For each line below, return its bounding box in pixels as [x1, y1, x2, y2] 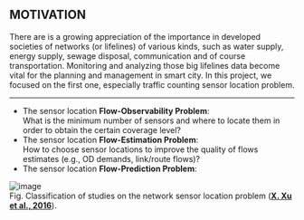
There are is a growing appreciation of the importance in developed [9, 31, 261, 42]
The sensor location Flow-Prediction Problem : [22, 163, 197, 174]
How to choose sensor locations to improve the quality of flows [22, 144, 259, 155]
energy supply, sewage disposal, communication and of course [9, 50, 246, 62]
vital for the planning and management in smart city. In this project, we [9, 70, 272, 81]
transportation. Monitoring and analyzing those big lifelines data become [9, 60, 280, 71]
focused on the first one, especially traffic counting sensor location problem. [9, 79, 295, 90]
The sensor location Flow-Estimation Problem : [22, 134, 199, 145]
